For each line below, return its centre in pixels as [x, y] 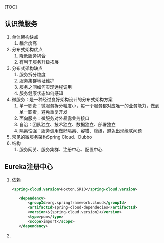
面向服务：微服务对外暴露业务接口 [54, 118]
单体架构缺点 [25, 37]
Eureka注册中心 [29, 167]
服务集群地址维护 [37, 81]
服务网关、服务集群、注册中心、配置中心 [61, 149]
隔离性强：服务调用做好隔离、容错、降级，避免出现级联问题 [81, 131]
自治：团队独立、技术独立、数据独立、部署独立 [67, 124]
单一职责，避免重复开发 [43, 112]
